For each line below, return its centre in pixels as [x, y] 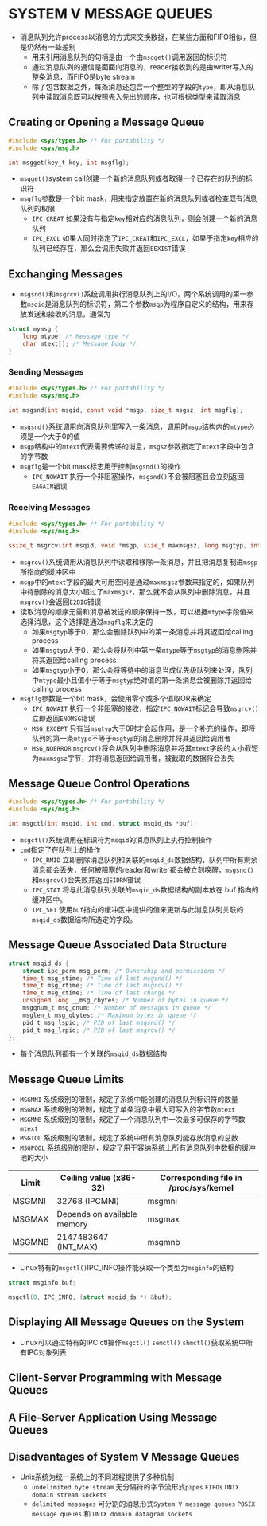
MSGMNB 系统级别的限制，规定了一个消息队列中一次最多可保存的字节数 [132, 1120]
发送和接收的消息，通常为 [69, 314]
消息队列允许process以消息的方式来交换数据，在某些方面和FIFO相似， [135, 37]
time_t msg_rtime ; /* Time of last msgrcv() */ [103, 986]
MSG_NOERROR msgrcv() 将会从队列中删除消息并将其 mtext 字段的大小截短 [145, 748]
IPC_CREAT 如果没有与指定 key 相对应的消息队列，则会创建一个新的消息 [145, 218]
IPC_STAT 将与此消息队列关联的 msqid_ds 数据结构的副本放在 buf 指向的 [145, 889]
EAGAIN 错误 [49, 486]
